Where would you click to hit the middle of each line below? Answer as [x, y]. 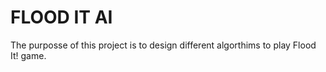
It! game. [28, 55]
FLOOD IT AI [61, 17]
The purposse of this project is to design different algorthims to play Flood [163, 45]
